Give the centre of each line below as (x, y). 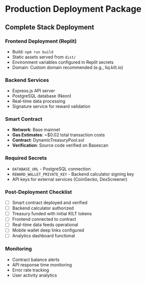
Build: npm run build (33, 51)
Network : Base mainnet (36, 130)
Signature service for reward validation (51, 106)
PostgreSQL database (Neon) (42, 96)
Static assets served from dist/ (44, 57)
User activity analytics (34, 275)
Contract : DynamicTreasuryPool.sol (48, 140)
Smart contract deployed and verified (50, 203)
